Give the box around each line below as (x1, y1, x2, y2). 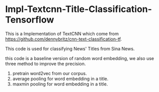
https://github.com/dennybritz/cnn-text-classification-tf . (5, 36, 122, 42)
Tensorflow (5, 14, 54, 25)
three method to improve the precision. (5, 60, 86, 66)
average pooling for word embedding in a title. (12, 75, 109, 81)
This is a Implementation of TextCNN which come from (5, 30, 119, 36)
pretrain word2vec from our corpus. (12, 70, 87, 76)
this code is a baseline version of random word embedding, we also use (5, 55, 154, 61)
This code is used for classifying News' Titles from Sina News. (5, 45, 135, 51)
